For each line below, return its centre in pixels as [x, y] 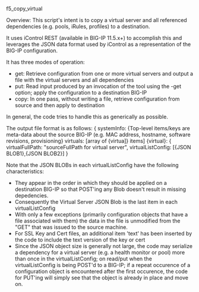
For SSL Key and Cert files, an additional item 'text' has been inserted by [103, 233]
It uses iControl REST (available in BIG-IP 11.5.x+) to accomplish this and [94, 38]
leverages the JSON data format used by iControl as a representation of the [99, 44]
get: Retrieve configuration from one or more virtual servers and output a [104, 73]
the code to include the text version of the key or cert [80, 240]
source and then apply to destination [60, 105]
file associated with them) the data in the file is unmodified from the [97, 221]
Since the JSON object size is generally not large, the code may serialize [104, 246]
